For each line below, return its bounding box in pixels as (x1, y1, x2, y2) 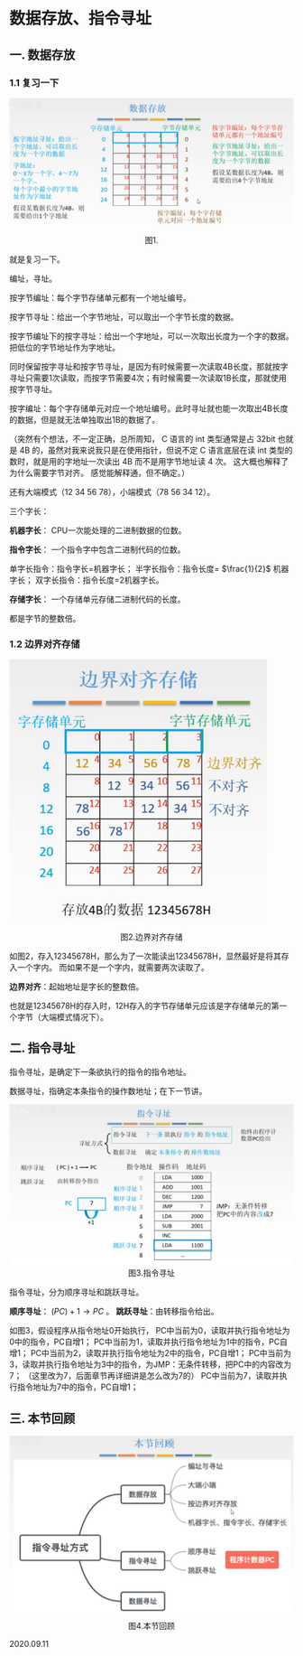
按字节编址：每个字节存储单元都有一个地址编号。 (9, 293, 191, 304)
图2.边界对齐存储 (120, 931, 183, 942)
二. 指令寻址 (9, 1041, 76, 1056)
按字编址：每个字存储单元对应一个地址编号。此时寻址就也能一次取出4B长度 (9, 403, 289, 414)
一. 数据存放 (9, 47, 76, 62)
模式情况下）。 (56, 1012, 108, 1023)
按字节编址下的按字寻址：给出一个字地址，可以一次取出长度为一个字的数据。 (9, 331, 294, 341)
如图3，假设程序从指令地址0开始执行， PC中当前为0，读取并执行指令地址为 (9, 1325, 290, 1336)
